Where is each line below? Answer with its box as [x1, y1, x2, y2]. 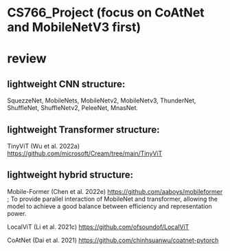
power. [7, 209, 27, 217]
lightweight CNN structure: [7, 78, 126, 90]
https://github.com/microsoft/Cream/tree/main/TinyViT [7, 149, 163, 157]
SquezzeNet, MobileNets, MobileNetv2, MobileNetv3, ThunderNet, [7, 96, 196, 105]
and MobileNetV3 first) [7, 19, 141, 35]
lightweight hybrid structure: [7, 169, 134, 181]
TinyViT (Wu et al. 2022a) [7, 142, 80, 150]
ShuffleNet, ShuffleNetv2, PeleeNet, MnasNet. [7, 104, 139, 112]
